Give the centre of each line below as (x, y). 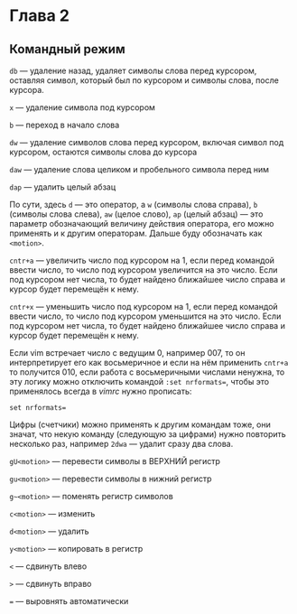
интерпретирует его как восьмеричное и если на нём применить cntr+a (149, 363)
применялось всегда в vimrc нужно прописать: (101, 391)
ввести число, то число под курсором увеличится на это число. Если (144, 270)
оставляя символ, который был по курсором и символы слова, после (144, 80)
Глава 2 (40, 16)
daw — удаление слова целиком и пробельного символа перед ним (139, 169)
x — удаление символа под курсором (83, 107)
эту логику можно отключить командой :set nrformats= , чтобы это (139, 381)
